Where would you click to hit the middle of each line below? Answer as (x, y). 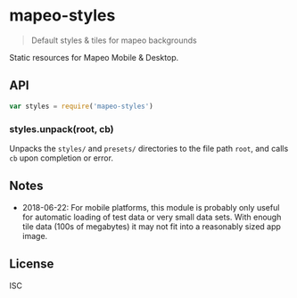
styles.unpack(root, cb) (62, 128)
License (32, 264)
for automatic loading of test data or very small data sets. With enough (152, 217)
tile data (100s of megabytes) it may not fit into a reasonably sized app (151, 226)
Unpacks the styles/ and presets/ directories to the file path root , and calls (149, 148)
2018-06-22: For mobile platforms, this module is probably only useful (151, 207)
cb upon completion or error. (62, 158)
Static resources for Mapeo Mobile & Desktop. (94, 57)
